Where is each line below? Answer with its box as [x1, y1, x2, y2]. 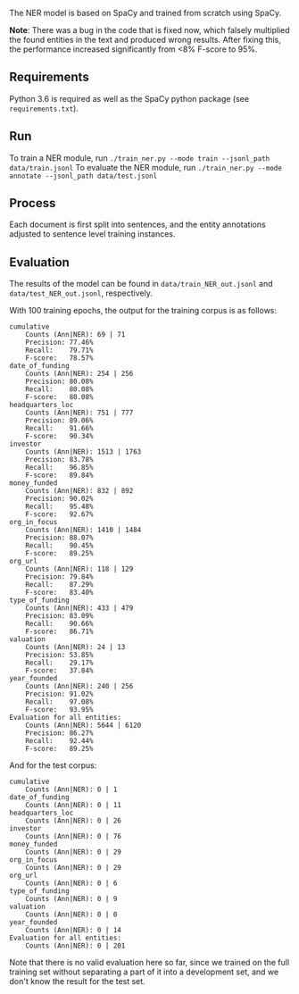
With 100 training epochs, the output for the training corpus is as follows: [9, 305, 278, 316]
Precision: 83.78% [25, 455, 94, 464]
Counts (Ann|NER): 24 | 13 [25, 643, 126, 652]
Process [9, 196, 56, 211]
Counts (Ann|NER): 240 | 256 [25, 682, 134, 691]
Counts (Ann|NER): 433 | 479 [25, 604, 134, 613]
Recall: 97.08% [25, 697, 94, 706]
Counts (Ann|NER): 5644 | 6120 [25, 721, 142, 731]
